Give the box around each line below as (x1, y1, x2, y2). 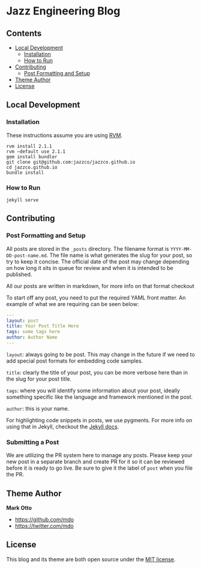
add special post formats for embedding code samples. (6, 357, 143, 364)
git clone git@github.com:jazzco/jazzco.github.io (6, 159, 136, 165)
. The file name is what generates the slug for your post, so (46, 251, 193, 259)
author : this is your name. (6, 405, 70, 412)
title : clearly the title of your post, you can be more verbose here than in (6, 369, 188, 376)
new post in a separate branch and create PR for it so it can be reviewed (6, 458, 185, 466)
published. (6, 271, 32, 278)
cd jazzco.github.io (6, 164, 58, 170)
